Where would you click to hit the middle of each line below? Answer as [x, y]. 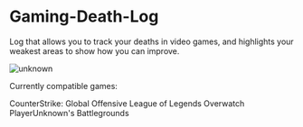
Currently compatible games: [63, 86]
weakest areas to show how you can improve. [95, 50]
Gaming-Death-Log [84, 17]
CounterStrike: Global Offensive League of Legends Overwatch [127, 103]
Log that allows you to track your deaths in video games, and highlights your [151, 41]
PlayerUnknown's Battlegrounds [69, 113]
